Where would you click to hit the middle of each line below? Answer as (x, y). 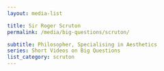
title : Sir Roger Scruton (44, 26)
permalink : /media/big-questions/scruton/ (68, 32)
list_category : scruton (41, 57)
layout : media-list (35, 13)
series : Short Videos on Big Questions (64, 51)
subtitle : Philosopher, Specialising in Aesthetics (82, 44)
